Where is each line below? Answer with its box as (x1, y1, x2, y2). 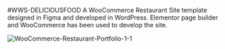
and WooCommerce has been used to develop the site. (7, 21, 168, 29)
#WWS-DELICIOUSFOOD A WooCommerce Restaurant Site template (7, 6, 207, 14)
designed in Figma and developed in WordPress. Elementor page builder (7, 13, 219, 22)
